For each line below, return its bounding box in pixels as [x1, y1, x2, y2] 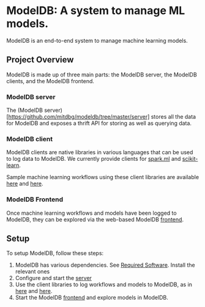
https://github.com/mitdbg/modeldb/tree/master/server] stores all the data [8, 113, 196, 120]
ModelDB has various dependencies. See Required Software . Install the [15, 261, 195, 269]
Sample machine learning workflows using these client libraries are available [6, 174, 199, 181]
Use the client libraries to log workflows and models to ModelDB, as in [15, 281, 193, 288]
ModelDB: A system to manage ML [6, 4, 185, 18]
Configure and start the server [15, 275, 92, 282]
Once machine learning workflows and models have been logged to [6, 209, 177, 216]
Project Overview [6, 54, 74, 65]
